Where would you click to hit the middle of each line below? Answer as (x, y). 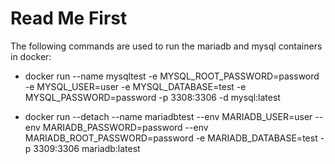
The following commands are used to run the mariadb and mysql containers (166, 46)
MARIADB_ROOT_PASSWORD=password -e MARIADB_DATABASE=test (171, 138)
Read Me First (69, 18)
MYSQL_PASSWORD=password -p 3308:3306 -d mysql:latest (152, 97)
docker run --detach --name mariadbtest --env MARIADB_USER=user (168, 116)
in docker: (31, 56)
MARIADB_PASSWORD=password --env (125, 127)
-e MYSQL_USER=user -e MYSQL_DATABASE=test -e (135, 86)
